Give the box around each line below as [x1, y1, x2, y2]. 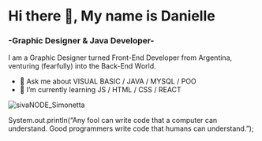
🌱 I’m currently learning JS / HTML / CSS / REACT [19, 85, 182, 95]
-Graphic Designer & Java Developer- [8, 35, 155, 46]
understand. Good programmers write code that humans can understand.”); [8, 124, 254, 133]
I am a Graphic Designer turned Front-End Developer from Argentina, [8, 53, 233, 62]
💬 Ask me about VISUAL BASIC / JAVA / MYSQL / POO [19, 76, 197, 86]
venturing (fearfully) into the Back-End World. [8, 61, 156, 71]
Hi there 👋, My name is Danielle [8, 7, 215, 25]
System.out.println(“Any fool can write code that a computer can [8, 116, 218, 125]
